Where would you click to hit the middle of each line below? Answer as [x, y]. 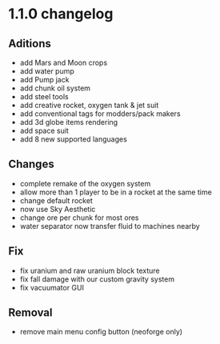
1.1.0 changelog [61, 14]
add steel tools [44, 96]
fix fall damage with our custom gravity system [97, 279]
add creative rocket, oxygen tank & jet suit [89, 105]
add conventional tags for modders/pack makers [100, 114]
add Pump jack [44, 80]
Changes [31, 164]
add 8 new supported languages [74, 139]
